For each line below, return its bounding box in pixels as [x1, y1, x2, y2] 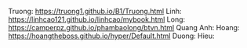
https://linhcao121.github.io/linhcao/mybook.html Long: [8, 15, 186, 24]
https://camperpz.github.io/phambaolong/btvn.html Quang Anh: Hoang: [8, 23, 240, 32]
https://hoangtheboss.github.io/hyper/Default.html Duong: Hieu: [8, 31, 215, 40]
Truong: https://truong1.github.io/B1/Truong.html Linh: [8, 7, 182, 15]
